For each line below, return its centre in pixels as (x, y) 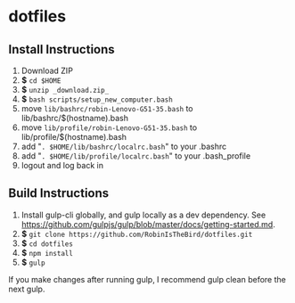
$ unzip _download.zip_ (65, 90)
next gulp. (27, 289)
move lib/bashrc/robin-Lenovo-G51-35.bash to (107, 108)
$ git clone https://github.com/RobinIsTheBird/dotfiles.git (137, 233)
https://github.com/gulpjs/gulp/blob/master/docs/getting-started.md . (148, 224)
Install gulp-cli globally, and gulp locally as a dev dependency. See (143, 215)
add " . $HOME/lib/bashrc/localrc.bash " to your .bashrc (124, 146)
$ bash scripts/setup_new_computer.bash (97, 99)
